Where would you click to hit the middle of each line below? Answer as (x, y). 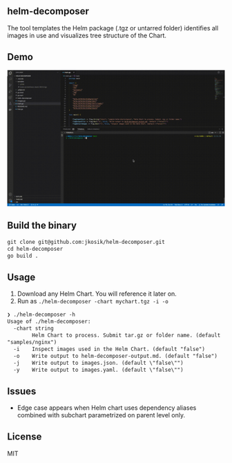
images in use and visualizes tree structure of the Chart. (87, 35)
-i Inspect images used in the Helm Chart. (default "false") (109, 349)
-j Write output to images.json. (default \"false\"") (99, 363)
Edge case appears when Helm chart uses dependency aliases (107, 408)
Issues (22, 391)
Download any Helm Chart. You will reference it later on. (97, 294)
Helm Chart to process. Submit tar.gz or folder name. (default (126, 336)
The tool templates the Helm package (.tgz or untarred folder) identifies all (113, 28)
